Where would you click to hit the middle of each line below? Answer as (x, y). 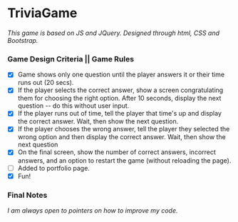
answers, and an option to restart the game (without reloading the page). (124, 160)
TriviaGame (42, 13)
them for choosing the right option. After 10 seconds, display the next (119, 99)
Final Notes (27, 195)
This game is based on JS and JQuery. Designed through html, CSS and (113, 33)
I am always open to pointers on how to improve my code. (93, 210)
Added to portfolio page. (54, 168)
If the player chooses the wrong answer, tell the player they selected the (124, 129)
